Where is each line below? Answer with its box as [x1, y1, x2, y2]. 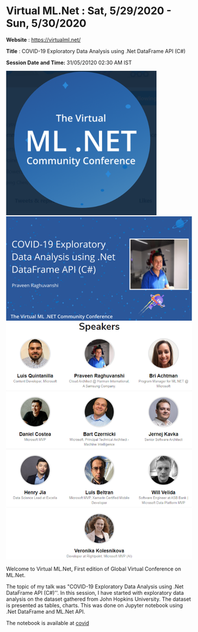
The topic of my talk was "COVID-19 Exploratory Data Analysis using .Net [6, 583, 184, 590]
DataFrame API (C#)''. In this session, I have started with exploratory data [6, 590, 184, 597]
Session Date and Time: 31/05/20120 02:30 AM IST [6, 59, 133, 66]
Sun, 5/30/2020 [6, 17, 87, 30]
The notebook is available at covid [6, 620, 90, 627]
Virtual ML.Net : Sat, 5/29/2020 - [6, 4, 172, 18]
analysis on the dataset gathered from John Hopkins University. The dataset [6, 595, 192, 603]
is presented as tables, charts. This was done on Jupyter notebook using [6, 602, 183, 609]
